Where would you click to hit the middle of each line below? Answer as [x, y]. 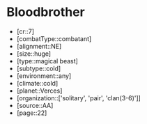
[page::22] [32, 113]
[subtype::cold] [39, 68]
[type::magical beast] [47, 61]
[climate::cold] [37, 83]
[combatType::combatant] [54, 38]
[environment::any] [44, 76]
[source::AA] [35, 105]
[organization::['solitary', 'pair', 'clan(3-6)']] [78, 98]
